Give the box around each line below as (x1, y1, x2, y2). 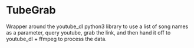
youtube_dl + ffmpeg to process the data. (6, 35, 107, 42)
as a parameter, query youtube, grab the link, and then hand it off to (6, 29, 171, 36)
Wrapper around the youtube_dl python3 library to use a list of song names (6, 23, 189, 30)
